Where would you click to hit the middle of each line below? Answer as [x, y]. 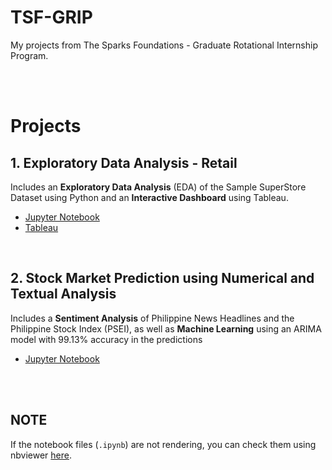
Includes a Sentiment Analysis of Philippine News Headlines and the [152, 318]
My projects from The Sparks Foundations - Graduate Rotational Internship [164, 45]
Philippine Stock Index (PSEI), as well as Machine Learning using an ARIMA [166, 328]
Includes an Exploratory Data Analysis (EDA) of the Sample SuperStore [158, 187]
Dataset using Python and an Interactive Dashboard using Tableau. [149, 197]
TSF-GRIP [51, 17]
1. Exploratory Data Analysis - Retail [124, 162]
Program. [29, 55]
